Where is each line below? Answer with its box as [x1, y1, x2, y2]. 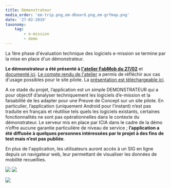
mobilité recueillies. [5, 156, 46, 162]
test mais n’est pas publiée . [5, 136, 65, 142]
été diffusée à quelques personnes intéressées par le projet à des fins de [5, 130, 164, 136]
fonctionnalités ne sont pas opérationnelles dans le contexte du [5, 114, 140, 120]
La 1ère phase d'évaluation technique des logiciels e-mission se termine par [5, 50, 166, 57]
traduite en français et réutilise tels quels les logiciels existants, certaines [5, 108, 160, 115]
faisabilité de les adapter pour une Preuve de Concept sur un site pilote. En [5, 97, 164, 103]
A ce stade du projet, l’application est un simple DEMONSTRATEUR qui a [5, 86, 159, 92]
